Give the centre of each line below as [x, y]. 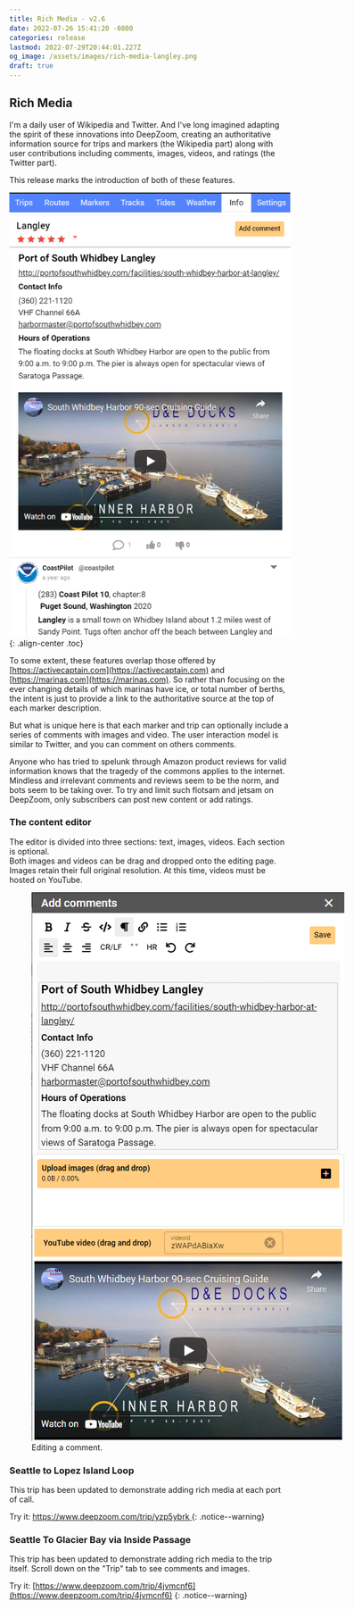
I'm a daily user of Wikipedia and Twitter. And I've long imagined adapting [144, 124]
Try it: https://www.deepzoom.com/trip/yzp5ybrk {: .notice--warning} [137, 1517]
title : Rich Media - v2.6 [57, 19]
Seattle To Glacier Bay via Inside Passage [100, 1540]
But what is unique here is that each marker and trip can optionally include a [149, 725]
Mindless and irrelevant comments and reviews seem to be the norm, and [144, 780]
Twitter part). [33, 163]
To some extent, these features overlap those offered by [113, 660]
